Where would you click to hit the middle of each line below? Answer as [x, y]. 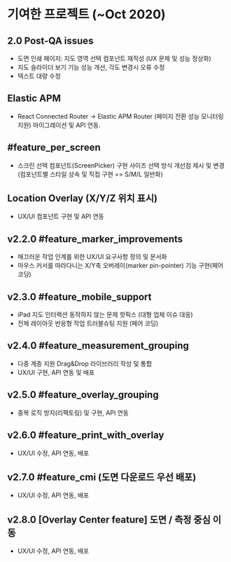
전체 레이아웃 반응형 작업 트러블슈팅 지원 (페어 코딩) [88, 323]
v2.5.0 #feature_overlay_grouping [83, 395]
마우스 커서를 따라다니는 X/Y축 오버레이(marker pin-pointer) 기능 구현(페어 [120, 266]
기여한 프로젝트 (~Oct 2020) [86, 14]
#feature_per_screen [54, 148]
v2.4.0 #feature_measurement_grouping [98, 346]
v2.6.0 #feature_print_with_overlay [86, 435]
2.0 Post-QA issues [50, 40]
